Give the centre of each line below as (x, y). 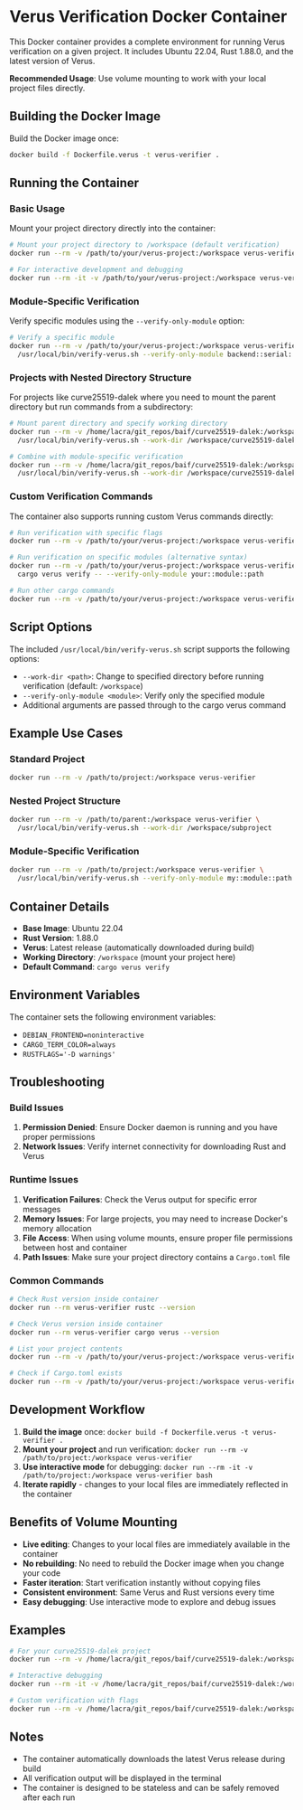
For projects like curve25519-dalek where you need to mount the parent (143, 397)
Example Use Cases (66, 733)
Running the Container (74, 183)
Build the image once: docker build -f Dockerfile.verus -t (136, 1431)
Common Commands (57, 1280)
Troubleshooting (57, 1082)
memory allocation (57, 1228)
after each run (49, 1797)
